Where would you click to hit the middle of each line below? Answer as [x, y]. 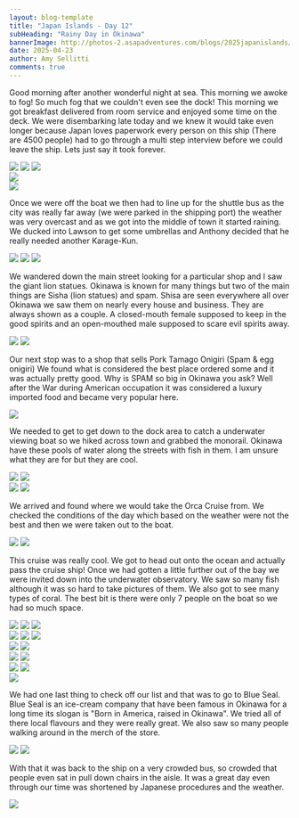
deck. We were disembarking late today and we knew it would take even [141, 120]
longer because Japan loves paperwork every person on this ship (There [143, 130]
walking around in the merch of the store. [85, 732]
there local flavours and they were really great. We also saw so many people [149, 723]
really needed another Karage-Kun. [74, 241]
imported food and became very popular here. [94, 397]
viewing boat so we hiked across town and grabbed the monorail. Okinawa [146, 440]
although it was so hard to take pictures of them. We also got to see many [144, 588]
